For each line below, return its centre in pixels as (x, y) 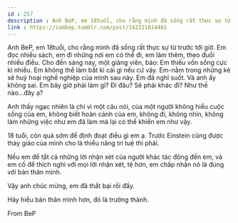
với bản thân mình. (35, 172)
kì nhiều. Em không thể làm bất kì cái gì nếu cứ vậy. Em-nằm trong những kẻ (119, 70)
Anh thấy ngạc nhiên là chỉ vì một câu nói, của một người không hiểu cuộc (116, 107)
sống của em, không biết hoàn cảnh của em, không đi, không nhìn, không (115, 114)
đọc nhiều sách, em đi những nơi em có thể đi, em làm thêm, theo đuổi (111, 55)
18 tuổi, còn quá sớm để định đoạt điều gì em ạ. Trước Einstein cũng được (115, 135)
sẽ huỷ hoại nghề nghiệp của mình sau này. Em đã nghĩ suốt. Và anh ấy (112, 78)
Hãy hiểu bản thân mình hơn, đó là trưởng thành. (78, 199)
